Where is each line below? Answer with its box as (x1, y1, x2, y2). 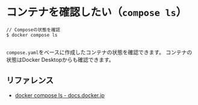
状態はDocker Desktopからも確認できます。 (6, 56, 114, 63)
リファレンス (6, 76, 54, 86)
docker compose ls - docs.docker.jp (14, 91, 105, 99)
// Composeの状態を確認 (6, 26, 60, 33)
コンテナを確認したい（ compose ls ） (6, 5, 187, 19)
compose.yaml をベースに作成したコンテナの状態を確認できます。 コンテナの (6, 49, 193, 56)
